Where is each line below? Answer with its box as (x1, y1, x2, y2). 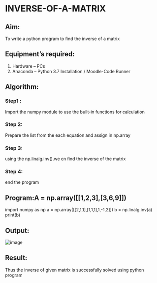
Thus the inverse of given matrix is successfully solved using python (5, 267, 144, 273)
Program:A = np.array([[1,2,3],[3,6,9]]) (5, 194, 126, 202)
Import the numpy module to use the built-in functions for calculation (5, 109, 145, 115)
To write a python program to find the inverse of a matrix (5, 36, 120, 41)
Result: (5, 254, 28, 262)
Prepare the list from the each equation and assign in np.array (5, 132, 131, 138)
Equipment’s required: (5, 50, 75, 58)
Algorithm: (5, 82, 39, 91)
